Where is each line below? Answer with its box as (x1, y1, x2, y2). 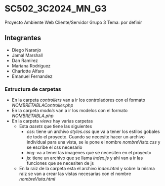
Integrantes (4, 34, 41, 42)
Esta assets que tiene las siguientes (19, 124, 92, 129)
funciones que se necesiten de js (26, 160, 94, 166)
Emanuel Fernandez (11, 73, 53, 79)
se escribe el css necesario (26, 144, 82, 150)
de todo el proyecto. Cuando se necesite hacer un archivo (26, 134, 145, 140)
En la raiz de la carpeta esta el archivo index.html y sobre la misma (19, 166, 155, 172)
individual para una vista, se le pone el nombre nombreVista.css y (26, 139, 161, 145)
